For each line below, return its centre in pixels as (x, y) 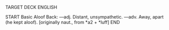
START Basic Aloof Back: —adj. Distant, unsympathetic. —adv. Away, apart (85, 17)
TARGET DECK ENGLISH (31, 7)
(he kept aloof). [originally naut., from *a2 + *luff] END (63, 22)
